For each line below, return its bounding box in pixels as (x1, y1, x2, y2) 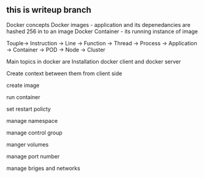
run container (6, 93, 41, 100)
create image (6, 81, 40, 89)
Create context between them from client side (6, 70, 123, 77)
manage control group (6, 128, 62, 136)
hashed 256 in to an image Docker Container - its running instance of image (6, 28, 198, 35)
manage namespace (6, 117, 58, 124)
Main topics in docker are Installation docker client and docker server (6, 57, 181, 65)
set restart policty (6, 105, 51, 113)
